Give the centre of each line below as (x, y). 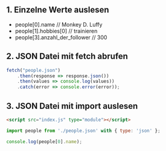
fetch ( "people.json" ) (34, 70)
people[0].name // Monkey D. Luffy (59, 24)
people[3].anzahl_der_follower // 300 (61, 37)
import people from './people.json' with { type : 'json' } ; (84, 130)
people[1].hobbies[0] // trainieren (56, 31)
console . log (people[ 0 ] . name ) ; (44, 141)
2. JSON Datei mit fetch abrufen (67, 56)
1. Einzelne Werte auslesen (58, 10)
